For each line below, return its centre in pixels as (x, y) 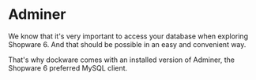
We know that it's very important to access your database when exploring (128, 36)
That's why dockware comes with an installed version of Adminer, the (122, 60)
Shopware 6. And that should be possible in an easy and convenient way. (127, 44)
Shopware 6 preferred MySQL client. (68, 67)
